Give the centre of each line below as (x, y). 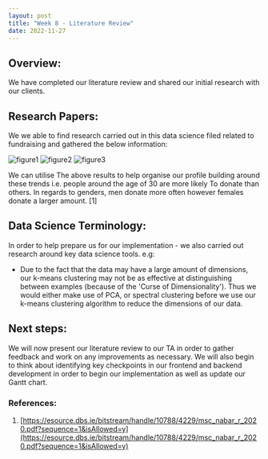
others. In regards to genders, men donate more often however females (126, 192)
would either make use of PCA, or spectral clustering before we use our (138, 294)
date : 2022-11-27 (37, 30)
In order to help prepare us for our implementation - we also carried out (126, 245)
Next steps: (38, 329)
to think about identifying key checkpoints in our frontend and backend (125, 365)
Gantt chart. (28, 382)
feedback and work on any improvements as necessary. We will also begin (131, 356)
